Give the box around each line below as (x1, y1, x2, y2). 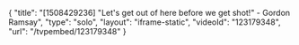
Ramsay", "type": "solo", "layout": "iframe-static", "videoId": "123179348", (8, 17, 281, 27)
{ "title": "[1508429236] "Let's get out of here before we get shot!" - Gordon (8, 8, 291, 18)
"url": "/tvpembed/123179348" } (8, 26, 127, 36)
